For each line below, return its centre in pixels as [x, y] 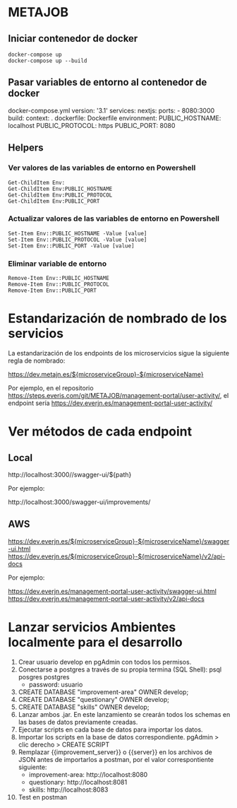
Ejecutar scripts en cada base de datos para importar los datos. [110, 730]
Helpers [26, 148]
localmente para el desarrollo [95, 642]
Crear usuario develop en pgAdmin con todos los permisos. [105, 662]
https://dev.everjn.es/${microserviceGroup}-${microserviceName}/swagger [119, 541]
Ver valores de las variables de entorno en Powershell [102, 168]
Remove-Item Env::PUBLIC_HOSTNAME [59, 279]
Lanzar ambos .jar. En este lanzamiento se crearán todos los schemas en [124, 714]
